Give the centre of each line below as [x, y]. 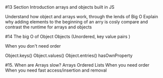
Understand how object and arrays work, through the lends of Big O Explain [81, 16]
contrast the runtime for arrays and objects [49, 27]
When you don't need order [33, 46]
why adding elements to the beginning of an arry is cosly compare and [77, 22]
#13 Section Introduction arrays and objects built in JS [60, 7]
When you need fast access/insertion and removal [56, 70]
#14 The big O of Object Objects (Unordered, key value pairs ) [68, 37]
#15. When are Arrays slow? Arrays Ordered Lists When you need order [77, 65]
